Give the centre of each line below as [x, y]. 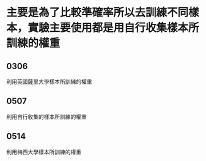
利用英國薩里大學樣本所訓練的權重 [49, 81]
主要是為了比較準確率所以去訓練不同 [97, 13]
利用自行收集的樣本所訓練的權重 [46, 116]
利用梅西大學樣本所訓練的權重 [44, 152]
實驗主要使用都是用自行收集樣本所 [114, 28]
